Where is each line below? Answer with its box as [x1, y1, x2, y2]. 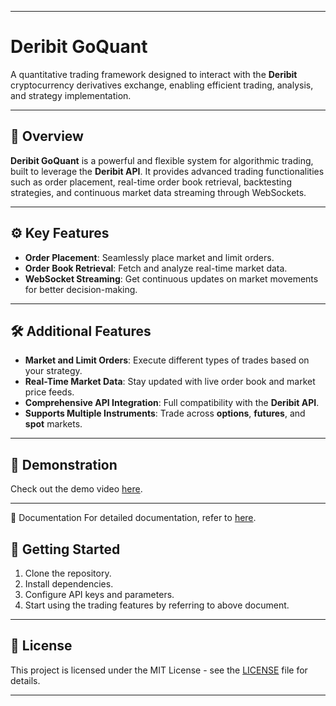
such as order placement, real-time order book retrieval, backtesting [10, 176, 292, 188]
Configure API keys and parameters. [24, 589, 175, 600]
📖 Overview [10, 128, 84, 145]
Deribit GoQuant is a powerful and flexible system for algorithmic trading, [10, 154, 314, 166]
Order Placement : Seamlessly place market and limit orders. [24, 251, 275, 263]
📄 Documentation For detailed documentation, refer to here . [10, 512, 257, 524]
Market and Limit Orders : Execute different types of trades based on [24, 354, 310, 366]
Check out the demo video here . [10, 483, 143, 495]
